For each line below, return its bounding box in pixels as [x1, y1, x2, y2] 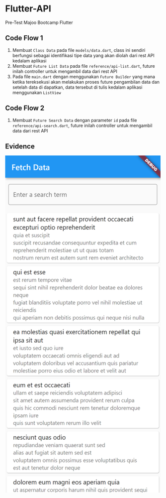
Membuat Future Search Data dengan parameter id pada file [12, 117, 137, 123]
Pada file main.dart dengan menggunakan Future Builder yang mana [12, 73, 156, 80]
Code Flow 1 [5, 34, 43, 42]
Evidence [5, 142, 35, 150]
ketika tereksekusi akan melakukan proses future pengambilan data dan [12, 79, 160, 85]
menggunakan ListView [12, 89, 61, 95]
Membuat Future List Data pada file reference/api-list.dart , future [12, 63, 155, 69]
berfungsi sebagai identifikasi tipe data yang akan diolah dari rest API [12, 52, 155, 58]
